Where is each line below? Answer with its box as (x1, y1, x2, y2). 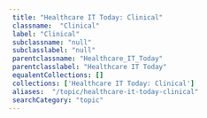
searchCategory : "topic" (11, 95, 103, 105)
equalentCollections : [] (11, 71, 103, 80)
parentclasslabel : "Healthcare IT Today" (11, 63, 167, 72)
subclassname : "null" (11, 37, 92, 47)
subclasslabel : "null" (11, 46, 96, 55)
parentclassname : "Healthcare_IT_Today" (11, 54, 164, 63)
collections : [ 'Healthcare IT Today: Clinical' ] (11, 79, 195, 88)
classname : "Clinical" (11, 21, 100, 30)
